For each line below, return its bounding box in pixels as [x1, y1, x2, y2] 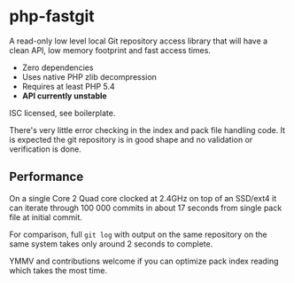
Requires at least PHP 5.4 [21, 81, 115, 91]
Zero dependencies [21, 62, 94, 73]
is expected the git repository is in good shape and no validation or [9, 134, 253, 145]
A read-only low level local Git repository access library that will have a [9, 35, 268, 46]
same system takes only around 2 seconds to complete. [9, 238, 213, 249]
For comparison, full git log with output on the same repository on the [9, 229, 267, 240]
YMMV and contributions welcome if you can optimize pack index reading [9, 255, 279, 266]
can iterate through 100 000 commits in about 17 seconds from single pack [9, 202, 282, 213]
